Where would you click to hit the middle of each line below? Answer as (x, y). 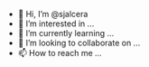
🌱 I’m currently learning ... (66, 33)
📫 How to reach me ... (60, 53)
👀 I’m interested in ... (56, 24)
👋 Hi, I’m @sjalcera (53, 14)
